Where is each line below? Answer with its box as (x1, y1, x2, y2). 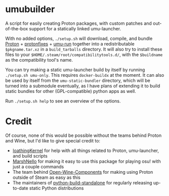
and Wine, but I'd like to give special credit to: (5, 137, 100, 143)
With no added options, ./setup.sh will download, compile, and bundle (5, 35, 153, 41)
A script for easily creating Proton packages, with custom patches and (5, 20, 152, 26)
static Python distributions (29, 185, 84, 191)
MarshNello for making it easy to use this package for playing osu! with (12, 158, 161, 164)
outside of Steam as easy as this (12, 174, 81, 180)
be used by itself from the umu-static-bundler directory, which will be (5, 77, 150, 83)
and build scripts (12, 153, 48, 159)
